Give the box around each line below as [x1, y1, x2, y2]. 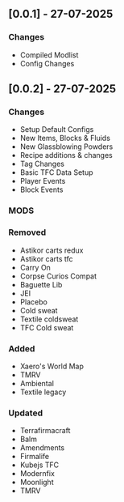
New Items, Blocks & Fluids [19, 134, 111, 143]
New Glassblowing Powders [19, 142, 114, 151]
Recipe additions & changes [19, 151, 113, 160]
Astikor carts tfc [19, 253, 74, 263]
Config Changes [19, 58, 75, 68]
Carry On [19, 262, 51, 272]
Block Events [19, 185, 64, 194]
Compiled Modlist [19, 49, 79, 60]
